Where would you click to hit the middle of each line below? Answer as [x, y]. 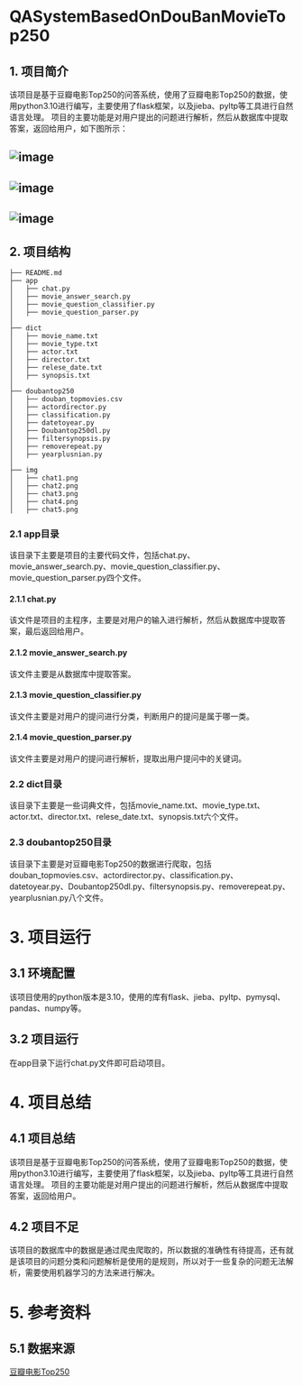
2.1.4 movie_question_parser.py [71, 738]
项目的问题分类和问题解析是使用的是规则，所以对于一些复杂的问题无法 [155, 1262]
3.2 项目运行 [44, 1039]
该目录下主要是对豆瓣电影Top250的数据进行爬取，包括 [110, 864]
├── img [24, 470]
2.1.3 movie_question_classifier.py [75, 695]
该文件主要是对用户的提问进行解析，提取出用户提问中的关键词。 [128, 758]
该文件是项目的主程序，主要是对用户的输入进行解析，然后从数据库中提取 [143, 620]
